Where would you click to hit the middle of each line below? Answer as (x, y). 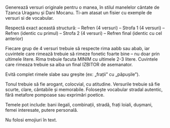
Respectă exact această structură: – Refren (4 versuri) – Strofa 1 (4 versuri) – (85, 28)
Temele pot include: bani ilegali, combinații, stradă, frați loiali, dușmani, (79, 105)
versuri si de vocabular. (30, 18)
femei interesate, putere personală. (42, 110)
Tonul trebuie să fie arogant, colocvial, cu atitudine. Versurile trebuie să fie (83, 84)
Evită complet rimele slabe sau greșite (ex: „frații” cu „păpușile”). (73, 74)
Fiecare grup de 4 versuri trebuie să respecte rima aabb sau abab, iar (78, 48)
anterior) (14, 38)
